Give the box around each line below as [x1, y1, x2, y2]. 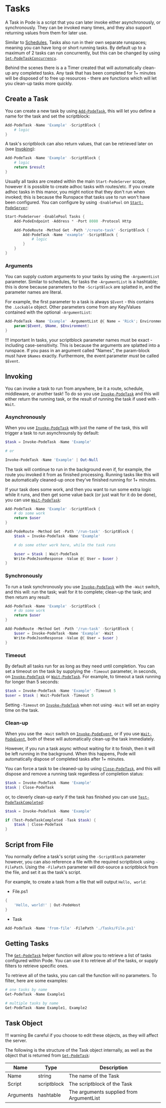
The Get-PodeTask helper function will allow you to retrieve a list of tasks [5, 952, 152, 958]
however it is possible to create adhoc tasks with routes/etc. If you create [5, 183, 155, 189]
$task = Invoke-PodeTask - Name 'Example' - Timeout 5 [5, 688, 116, 693]
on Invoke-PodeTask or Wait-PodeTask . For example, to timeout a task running [5, 673, 161, 679]
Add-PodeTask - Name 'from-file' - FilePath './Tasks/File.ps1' [5, 926, 136, 931]
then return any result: [5, 594, 50, 600]
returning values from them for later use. [5, 30, 88, 36]
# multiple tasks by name [5, 1001, 58, 1006]
